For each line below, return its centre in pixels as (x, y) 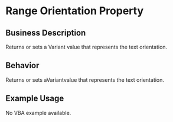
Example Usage (35, 99)
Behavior (22, 65)
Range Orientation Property (75, 11)
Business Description (46, 33)
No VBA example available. (38, 113)
